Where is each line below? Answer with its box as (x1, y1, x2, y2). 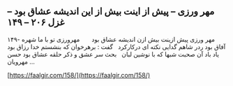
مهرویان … (7, 57, 35, 66)
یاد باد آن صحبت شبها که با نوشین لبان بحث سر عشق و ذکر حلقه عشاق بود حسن (7, 50, 220, 58)
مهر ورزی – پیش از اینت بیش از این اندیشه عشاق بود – (7, 6, 215, 17)
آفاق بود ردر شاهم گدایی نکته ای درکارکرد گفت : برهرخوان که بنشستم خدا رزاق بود (7, 42, 226, 51)
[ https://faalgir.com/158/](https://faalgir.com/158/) (7, 71, 151, 79)
